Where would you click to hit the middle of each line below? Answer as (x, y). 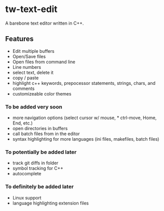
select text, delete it (33, 72)
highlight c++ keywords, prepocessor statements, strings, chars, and (84, 83)
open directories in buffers (40, 129)
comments (23, 88)
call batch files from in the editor (46, 134)
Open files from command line (44, 62)
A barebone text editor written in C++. (45, 23)
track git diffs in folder (35, 163)
